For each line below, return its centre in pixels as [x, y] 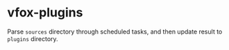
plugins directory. [33, 38]
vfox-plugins [45, 13]
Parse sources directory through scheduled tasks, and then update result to [115, 32]
